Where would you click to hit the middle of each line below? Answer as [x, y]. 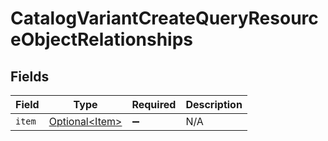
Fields [30, 76]
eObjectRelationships [102, 39]
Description [214, 104]
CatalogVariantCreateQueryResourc [164, 18]
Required [154, 104]
